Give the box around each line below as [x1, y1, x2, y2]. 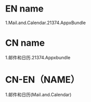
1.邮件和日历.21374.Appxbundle [5, 54, 71, 60]
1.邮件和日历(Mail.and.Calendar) [5, 91, 72, 97]
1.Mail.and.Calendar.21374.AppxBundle [5, 20, 86, 26]
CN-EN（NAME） [5, 74, 80, 85]
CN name [5, 37, 45, 49]
